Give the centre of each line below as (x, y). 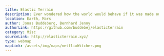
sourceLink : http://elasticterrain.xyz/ (47, 37)
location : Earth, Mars (28, 19)
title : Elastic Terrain (29, 9)
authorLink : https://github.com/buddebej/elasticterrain (64, 28)
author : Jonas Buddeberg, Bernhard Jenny (48, 23)
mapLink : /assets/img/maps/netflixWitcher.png (53, 46)
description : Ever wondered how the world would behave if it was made (79, 14)
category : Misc (20, 32)
